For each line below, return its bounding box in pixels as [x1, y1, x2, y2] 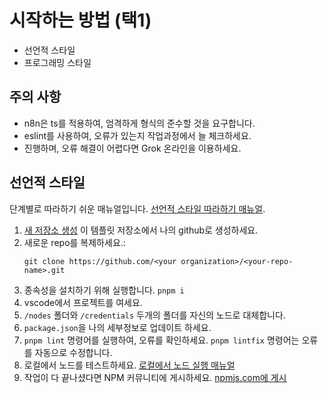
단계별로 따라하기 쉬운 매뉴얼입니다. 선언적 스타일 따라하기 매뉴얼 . [9, 202, 266, 215]
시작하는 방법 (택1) [9, 9, 152, 32]
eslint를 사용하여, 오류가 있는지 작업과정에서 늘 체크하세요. [23, 129, 252, 141]
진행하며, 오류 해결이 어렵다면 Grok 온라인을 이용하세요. [23, 142, 242, 154]
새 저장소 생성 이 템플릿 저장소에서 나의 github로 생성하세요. [23, 224, 259, 236]
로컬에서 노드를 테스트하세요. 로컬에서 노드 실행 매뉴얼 [23, 359, 236, 371]
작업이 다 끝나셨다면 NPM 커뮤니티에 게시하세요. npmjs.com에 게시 [23, 371, 287, 383]
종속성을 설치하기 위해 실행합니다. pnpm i [23, 284, 185, 296]
